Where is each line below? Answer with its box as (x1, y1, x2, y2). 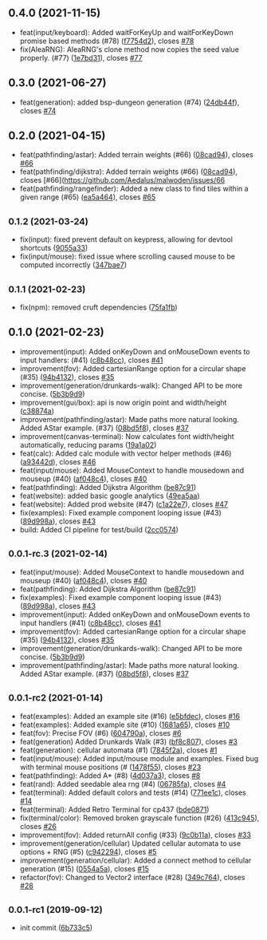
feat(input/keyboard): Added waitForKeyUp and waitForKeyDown (19, 27, 234, 37)
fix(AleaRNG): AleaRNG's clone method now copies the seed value (19, 44, 239, 54)
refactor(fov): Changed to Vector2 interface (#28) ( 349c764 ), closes (19, 872, 245, 882)
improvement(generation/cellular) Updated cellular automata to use (19, 838, 241, 848)
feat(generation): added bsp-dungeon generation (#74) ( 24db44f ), (19, 97, 240, 107)
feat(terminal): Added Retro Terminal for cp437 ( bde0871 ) (19, 804, 210, 814)
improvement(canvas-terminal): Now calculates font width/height (19, 431, 234, 441)
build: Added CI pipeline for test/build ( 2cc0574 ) (19, 524, 179, 534)
